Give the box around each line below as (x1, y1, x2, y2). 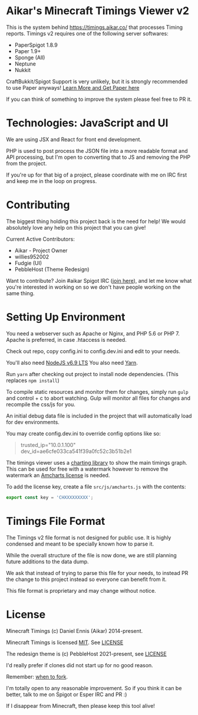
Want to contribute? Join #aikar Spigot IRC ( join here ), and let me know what (6, 277, 192, 284)
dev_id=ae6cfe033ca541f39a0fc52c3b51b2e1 (20, 448, 132, 455)
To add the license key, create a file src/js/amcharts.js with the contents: (6, 483, 186, 490)
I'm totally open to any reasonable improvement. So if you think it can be (6, 684, 182, 691)
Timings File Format (6, 514, 105, 528)
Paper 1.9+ (14, 47, 41, 54)
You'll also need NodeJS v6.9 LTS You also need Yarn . (6, 359, 138, 366)
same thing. (6, 289, 35, 296)
